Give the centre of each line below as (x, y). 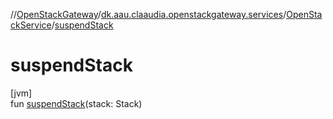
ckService (31, 25)
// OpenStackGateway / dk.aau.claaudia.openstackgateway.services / (148, 14)
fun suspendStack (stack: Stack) (76, 103)
